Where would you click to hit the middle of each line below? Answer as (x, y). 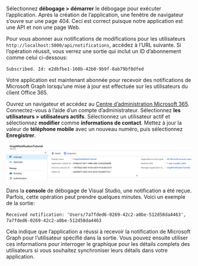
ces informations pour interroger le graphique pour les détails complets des (98, 244)
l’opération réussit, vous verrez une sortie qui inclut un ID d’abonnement (94, 51)
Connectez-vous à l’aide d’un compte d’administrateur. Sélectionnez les (94, 110)
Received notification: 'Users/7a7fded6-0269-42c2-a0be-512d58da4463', (96, 215)
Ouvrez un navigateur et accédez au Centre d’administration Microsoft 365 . (98, 104)
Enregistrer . (21, 135)
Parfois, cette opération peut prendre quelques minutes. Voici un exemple (96, 197)
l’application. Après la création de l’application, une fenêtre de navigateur (95, 15)
